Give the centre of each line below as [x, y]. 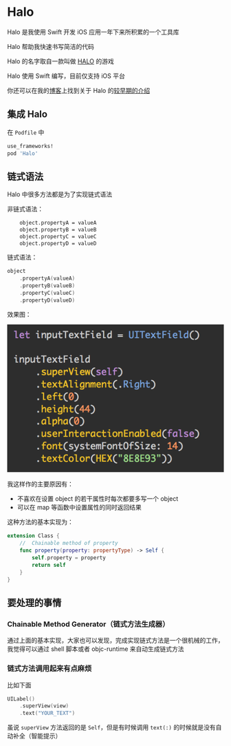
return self [49, 565]
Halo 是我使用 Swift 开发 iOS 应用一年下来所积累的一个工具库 [93, 32]
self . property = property [69, 558]
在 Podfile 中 [26, 132]
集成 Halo [27, 114]
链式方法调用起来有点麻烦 [49, 669]
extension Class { [33, 536]
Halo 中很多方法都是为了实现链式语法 [59, 194]
